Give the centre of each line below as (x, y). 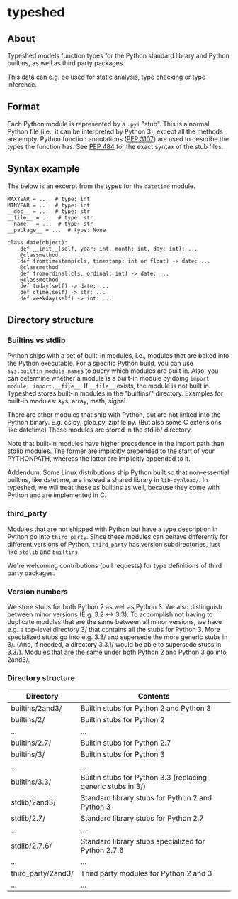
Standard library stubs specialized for (143, 841)
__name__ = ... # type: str (50, 224)
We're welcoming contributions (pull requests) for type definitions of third (115, 565)
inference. (22, 85)
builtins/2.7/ (31, 743)
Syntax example (44, 169)
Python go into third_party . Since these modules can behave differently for (118, 536)
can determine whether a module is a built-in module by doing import (108, 378)
